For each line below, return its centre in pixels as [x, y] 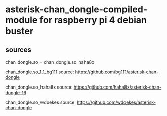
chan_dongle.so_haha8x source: [39, 87]
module [22, 20]
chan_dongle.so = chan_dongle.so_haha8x [50, 62]
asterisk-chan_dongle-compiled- [76, 9]
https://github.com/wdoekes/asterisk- [116, 102]
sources [18, 50]
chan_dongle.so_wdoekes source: [40, 102]
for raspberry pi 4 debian [93, 20]
